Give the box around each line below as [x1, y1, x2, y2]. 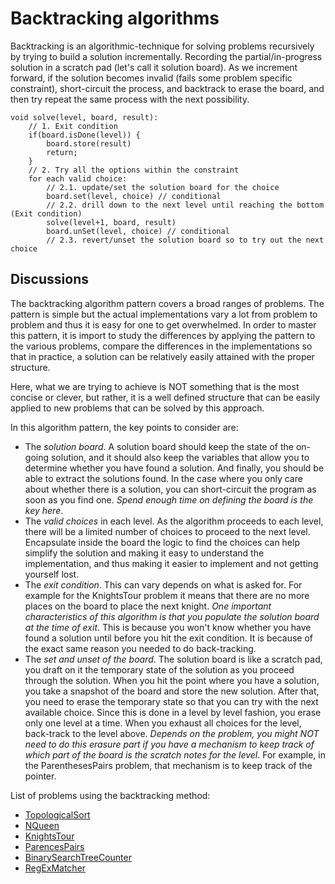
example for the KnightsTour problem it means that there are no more [24, 589, 310, 601]
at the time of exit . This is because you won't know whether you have [24, 621, 312, 633]
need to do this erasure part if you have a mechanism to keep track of [24, 738, 315, 750]
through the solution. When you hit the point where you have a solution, [24, 674, 320, 686]
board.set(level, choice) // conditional [46, 191, 222, 201]
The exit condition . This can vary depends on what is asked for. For [24, 578, 303, 591]
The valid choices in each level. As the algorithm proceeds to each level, [24, 515, 324, 527]
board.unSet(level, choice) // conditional [46, 226, 230, 236]
